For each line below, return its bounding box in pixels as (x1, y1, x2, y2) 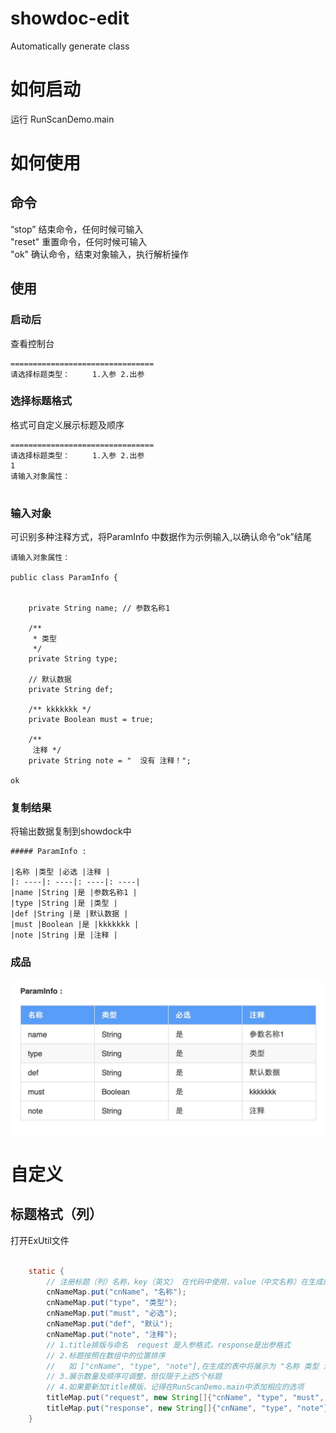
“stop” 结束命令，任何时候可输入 (10, 223, 144, 235)
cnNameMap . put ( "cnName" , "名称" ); (46, 1287, 187, 1297)
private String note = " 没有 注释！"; (28, 756, 192, 766)
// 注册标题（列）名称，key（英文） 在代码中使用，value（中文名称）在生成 (46, 1277, 323, 1287)
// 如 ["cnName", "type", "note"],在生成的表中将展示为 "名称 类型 (46, 1361, 320, 1371)
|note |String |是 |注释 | (10, 930, 118, 941)
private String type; (28, 654, 118, 664)
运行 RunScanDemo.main (10, 113, 115, 125)
